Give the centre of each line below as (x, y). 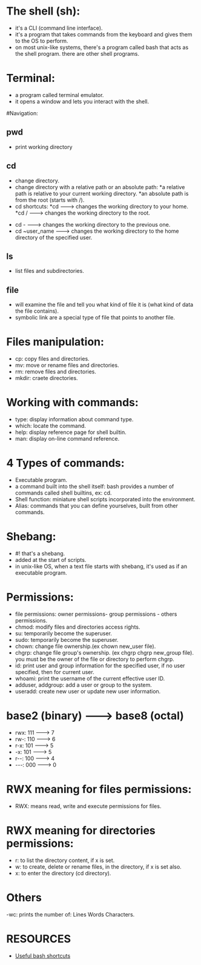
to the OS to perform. (41, 41)
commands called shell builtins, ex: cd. (63, 493)
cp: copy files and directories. (52, 359)
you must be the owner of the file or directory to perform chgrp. (94, 659)
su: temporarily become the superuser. (63, 633)
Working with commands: (73, 403)
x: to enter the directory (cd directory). (63, 873)
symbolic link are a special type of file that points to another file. (95, 318)
